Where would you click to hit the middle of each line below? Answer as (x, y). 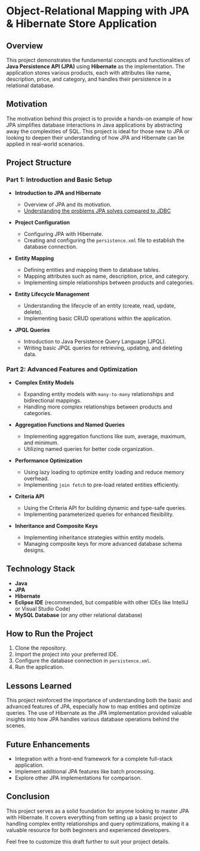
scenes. (16, 726)
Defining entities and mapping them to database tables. (92, 269)
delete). (33, 312)
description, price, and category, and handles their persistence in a (89, 79)
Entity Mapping (34, 258)
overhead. (36, 478)
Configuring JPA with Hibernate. (63, 234)
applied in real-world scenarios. (45, 144)
